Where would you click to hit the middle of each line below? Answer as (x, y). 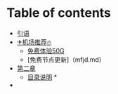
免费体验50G (46, 51)
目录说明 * (42, 77)
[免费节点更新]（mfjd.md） (66, 59)
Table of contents (59, 13)
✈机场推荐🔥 (34, 42)
